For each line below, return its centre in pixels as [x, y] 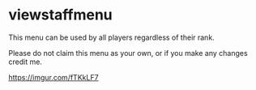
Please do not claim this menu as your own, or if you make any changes [128, 53]
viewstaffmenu [61, 15]
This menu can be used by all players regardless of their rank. [111, 37]
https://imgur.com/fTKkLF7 [53, 77]
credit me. [26, 62]
